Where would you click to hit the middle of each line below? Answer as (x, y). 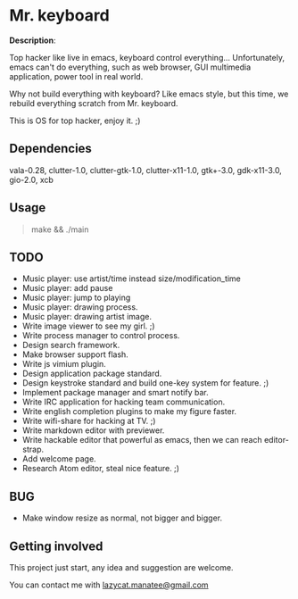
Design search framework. (71, 345)
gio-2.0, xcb (31, 179)
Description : (33, 40)
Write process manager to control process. (101, 336)
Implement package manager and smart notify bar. (115, 393)
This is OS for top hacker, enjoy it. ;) (75, 121)
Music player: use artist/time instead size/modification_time (131, 279)
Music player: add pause (67, 288)
